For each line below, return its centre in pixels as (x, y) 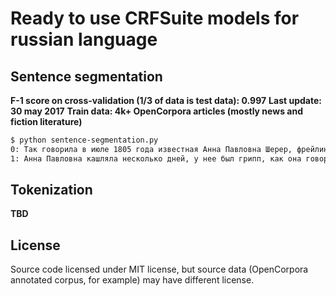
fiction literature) (46, 121)
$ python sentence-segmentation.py (84, 140)
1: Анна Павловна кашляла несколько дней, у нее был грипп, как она (156, 158)
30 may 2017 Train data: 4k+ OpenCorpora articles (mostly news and (156, 111)
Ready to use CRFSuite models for (155, 18)
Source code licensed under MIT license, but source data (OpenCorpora (159, 269)
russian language (84, 39)
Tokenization (51, 190)
